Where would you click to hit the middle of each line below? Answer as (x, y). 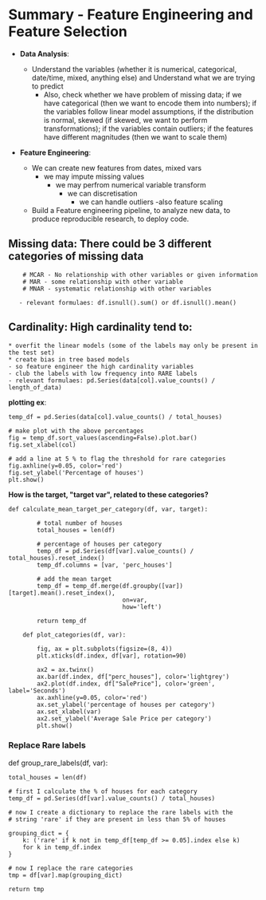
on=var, (135, 600)
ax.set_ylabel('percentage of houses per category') (126, 705)
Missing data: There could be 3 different (110, 244)
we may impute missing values (94, 176)
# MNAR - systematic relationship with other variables (117, 289)
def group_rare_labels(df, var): (58, 763)
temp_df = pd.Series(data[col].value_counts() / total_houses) (115, 416)
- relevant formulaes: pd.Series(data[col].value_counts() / (112, 381)
